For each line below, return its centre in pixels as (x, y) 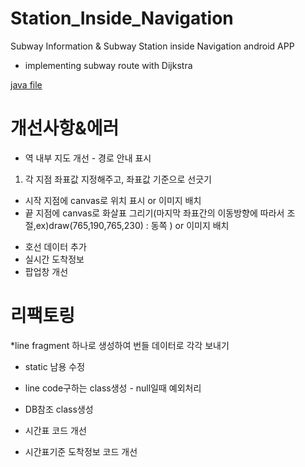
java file (26, 84)
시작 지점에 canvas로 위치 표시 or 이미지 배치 (113, 200)
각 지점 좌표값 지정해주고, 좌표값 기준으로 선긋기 (118, 179)
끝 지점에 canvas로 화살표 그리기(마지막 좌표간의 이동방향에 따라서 (154, 213)
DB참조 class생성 (59, 409)
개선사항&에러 (65, 128)
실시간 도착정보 (54, 259)
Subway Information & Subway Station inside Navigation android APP (152, 46)
